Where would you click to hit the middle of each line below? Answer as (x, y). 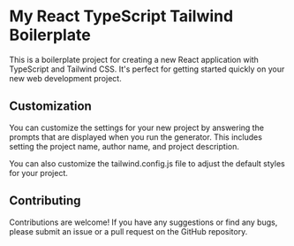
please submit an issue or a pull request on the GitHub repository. (128, 231)
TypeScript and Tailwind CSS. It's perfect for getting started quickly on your (147, 69)
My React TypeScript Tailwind (121, 16)
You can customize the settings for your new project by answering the (137, 127)
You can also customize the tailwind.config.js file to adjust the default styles (147, 163)
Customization (51, 107)
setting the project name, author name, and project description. (124, 146)
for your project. (39, 173)
